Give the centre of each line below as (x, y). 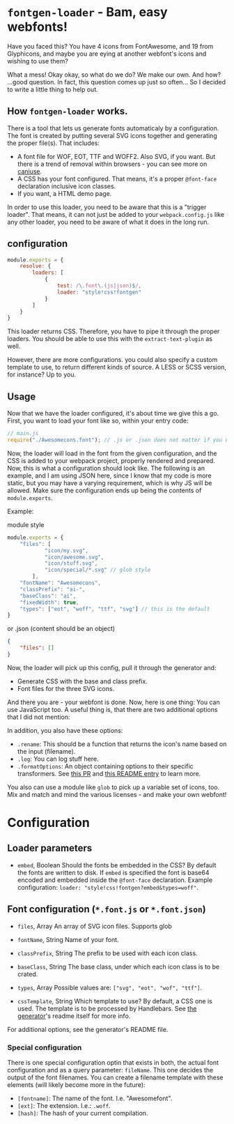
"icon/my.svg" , (67, 550)
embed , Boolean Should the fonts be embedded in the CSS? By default (117, 865)
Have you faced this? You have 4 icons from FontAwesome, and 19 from (110, 46)
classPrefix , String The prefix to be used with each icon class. (107, 953)
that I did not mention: (39, 717)
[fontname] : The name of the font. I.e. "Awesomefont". (95, 1098)
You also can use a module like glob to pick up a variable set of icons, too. (114, 787)
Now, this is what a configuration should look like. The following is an (106, 468)
